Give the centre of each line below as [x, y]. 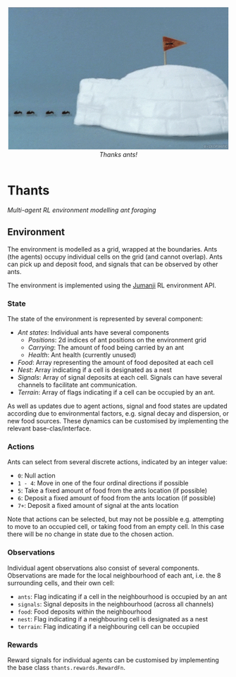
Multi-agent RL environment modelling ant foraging [82, 210]
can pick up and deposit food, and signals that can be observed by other [113, 264]
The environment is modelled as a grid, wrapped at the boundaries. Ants [112, 249]
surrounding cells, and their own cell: [61, 583]
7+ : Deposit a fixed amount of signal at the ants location [98, 506]
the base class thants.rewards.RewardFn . [66, 667]
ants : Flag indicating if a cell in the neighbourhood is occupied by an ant [122, 596]
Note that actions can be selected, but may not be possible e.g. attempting [116, 519]
